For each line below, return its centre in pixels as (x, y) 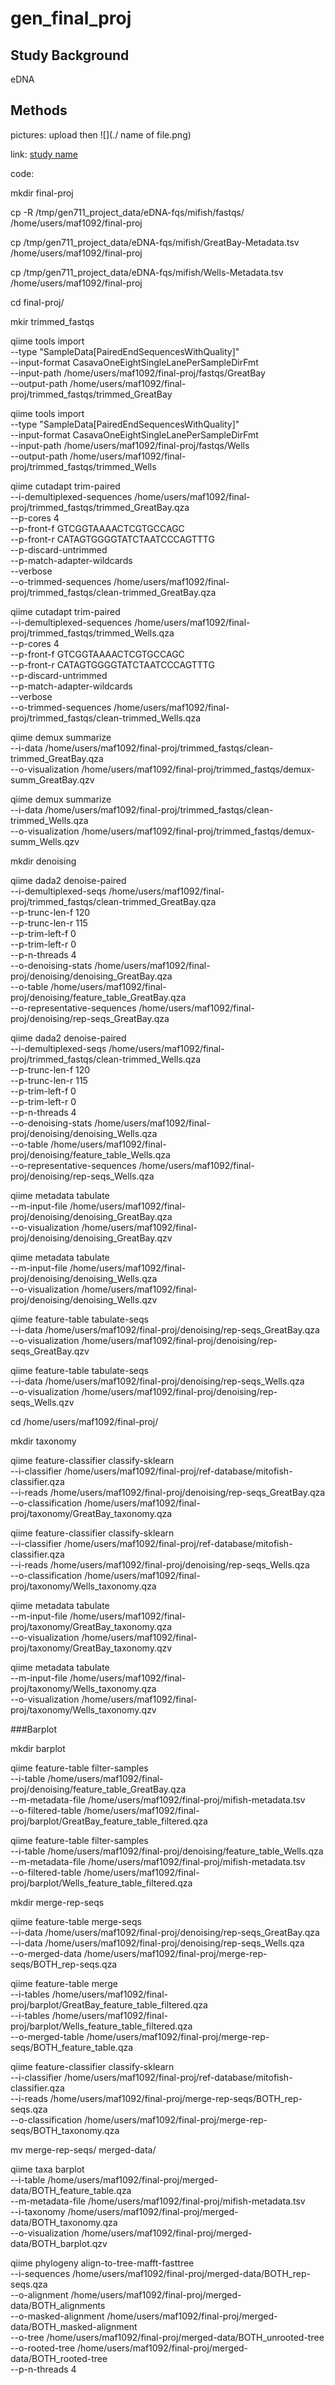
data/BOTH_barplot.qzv (59, 2243)
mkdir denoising (43, 861)
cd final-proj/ (37, 302)
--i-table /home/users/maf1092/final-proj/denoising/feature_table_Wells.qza (167, 1851)
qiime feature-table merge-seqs (76, 1921)
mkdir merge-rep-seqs (57, 1902)
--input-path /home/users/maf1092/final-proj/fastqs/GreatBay (138, 373)
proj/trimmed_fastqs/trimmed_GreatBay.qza (100, 507)
